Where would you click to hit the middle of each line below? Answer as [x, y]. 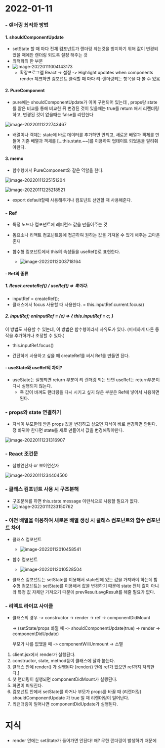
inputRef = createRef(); [36, 299]
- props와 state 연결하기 [33, 412]
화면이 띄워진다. [27, 686]
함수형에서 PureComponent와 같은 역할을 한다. [58, 170]
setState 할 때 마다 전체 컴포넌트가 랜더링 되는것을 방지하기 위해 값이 [79, 49]
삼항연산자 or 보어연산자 [36, 465]
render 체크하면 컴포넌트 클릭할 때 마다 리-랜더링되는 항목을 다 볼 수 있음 [90, 79]
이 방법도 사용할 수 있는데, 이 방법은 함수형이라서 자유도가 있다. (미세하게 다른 [80, 329]
